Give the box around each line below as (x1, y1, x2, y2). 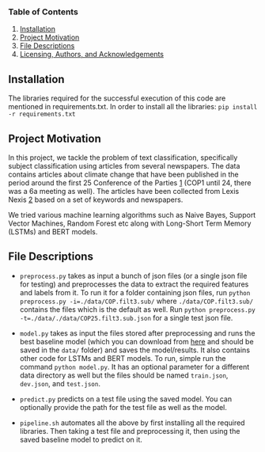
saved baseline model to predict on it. (19, 435, 142, 444)
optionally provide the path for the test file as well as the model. (19, 402, 228, 412)
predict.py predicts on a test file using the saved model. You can (19, 394, 232, 404)
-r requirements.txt (8, 110, 77, 119)
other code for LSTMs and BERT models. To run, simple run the (19, 353, 226, 363)
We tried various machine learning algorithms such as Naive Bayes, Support (8, 210, 256, 219)
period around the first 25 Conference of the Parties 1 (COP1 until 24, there (8, 177, 252, 188)
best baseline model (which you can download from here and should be (19, 336, 255, 346)
